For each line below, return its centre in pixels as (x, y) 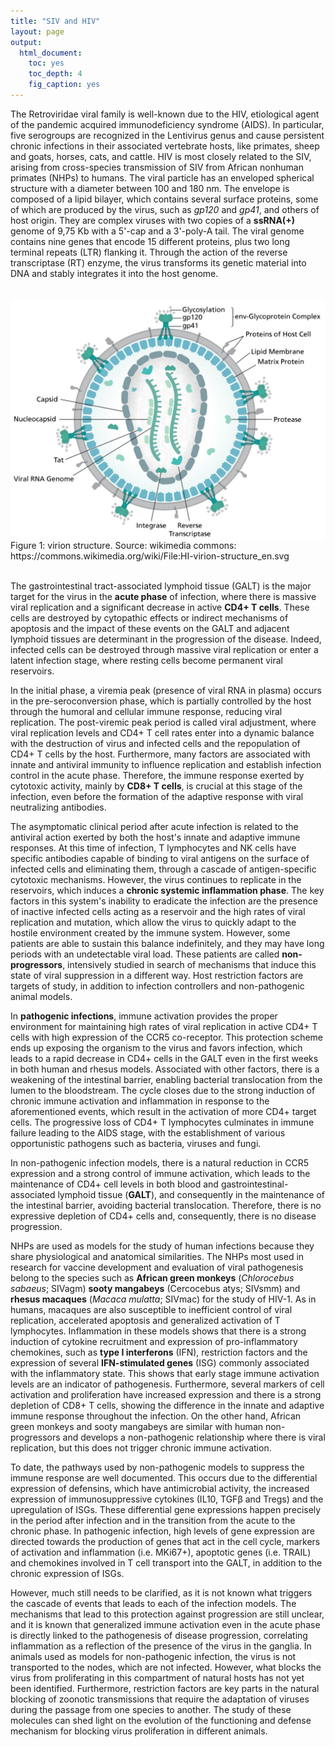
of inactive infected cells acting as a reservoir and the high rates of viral (158, 911)
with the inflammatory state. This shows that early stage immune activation (165, 1373)
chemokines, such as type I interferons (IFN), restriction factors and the (159, 1352)
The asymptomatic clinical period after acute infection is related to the (154, 826)
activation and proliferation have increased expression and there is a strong (166, 1394)
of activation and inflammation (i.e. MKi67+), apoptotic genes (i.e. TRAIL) (161, 1552)
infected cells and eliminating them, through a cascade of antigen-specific (163, 869)
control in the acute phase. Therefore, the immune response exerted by (157, 775)
